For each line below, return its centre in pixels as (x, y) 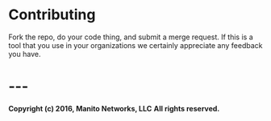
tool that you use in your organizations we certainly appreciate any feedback (135, 45)
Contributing (52, 15)
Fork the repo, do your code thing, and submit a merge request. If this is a (131, 37)
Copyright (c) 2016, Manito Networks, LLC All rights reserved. (114, 108)
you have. (25, 54)
